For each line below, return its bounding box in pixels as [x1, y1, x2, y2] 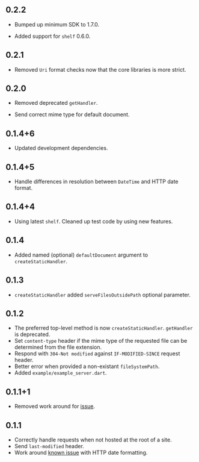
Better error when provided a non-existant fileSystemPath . [14, 363, 160, 370]
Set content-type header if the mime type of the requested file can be [14, 337, 188, 345]
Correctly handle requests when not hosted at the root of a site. [14, 436, 172, 443]
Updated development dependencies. [14, 145, 108, 152]
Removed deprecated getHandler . [14, 99, 98, 107]
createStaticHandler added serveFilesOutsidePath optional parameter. [14, 291, 191, 298]
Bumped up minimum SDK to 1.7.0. [14, 20, 100, 28]
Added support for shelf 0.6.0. [14, 33, 91, 40]
